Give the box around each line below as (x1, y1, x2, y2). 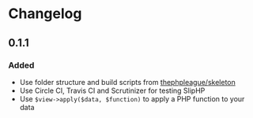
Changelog (8, 5, 82, 23)
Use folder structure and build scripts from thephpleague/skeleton (19, 77, 236, 87)
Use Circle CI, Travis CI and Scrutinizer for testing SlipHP (19, 86, 206, 95)
